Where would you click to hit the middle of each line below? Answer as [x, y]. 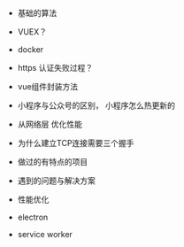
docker [31, 50]
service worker [45, 234]
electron [33, 217]
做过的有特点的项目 [53, 162]
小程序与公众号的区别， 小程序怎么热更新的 [96, 105]
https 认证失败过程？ [55, 68]
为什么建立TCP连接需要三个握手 [76, 143]
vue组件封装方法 [48, 86]
